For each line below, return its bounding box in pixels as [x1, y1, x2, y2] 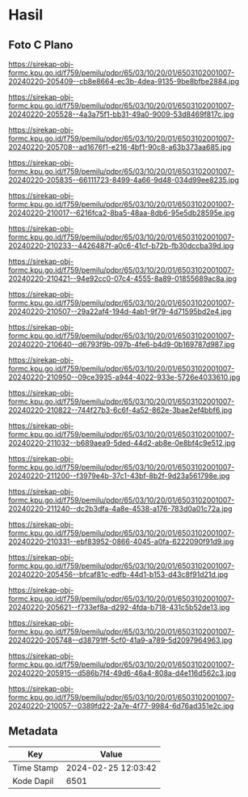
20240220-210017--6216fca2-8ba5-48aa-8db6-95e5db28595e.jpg [8, 208, 235, 218]
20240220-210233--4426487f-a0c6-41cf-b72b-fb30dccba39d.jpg [8, 241, 234, 250]
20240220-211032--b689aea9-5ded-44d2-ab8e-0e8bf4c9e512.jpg [8, 439, 236, 447]
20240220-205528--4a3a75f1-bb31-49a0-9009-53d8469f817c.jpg [8, 109, 234, 119]
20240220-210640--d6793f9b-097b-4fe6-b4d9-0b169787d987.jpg [8, 340, 235, 349]
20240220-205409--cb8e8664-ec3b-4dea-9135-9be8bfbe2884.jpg [8, 77, 240, 86]
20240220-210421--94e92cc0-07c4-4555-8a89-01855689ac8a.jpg [8, 273, 237, 283]
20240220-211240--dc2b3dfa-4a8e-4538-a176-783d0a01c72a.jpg [8, 504, 233, 513]
